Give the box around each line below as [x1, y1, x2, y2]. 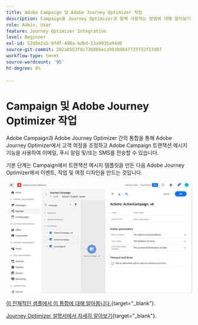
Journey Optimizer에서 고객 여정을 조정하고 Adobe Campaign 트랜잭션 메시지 [6, 142, 187, 149]
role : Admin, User [6, 22, 51, 28]
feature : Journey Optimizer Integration [6, 28, 107, 34]
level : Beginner [6, 34, 46, 41]
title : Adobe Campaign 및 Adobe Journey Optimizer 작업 [6, 9, 143, 15]
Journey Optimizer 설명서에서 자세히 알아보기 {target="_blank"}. [6, 312, 157, 319]
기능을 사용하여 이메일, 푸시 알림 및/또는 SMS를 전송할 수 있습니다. [6, 149, 159, 156]
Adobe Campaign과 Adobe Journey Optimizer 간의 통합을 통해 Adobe [6, 135, 172, 142]
